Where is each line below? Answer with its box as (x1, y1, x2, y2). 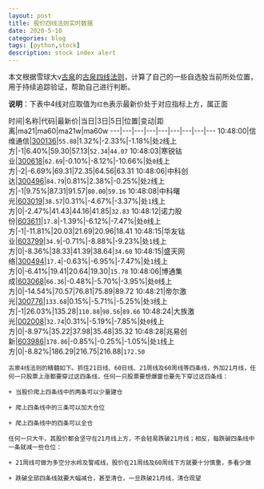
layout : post (8, 11, 52, 20)
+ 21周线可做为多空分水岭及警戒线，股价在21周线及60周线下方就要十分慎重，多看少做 (8, 459, 252, 467)
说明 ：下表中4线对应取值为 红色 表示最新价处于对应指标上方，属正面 (8, 99, 228, 108)
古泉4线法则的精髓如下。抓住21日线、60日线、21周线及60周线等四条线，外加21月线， (8, 364, 250, 372)
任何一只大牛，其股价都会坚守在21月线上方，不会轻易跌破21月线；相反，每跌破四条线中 (8, 434, 255, 443)
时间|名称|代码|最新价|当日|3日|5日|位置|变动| (8, 116, 158, 125)
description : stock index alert (8, 49, 116, 57)
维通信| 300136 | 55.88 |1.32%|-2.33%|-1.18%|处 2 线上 (8, 136, 178, 145)
